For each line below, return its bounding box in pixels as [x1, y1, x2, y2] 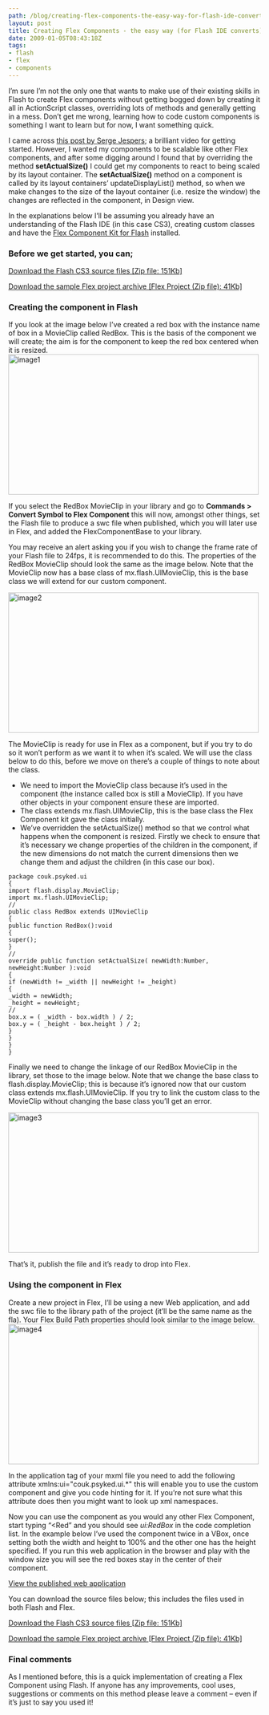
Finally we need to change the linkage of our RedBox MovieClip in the [8, 1062, 238, 1072]
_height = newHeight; [8, 999, 81, 1008]
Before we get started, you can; [8, 248, 134, 259]
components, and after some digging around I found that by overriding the [8, 152, 254, 162]
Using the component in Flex [8, 1279, 122, 1291]
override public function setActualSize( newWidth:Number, [8, 957, 210, 965]
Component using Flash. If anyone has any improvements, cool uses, [8, 1680, 236, 1689]
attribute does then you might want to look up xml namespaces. [8, 1496, 219, 1506]
